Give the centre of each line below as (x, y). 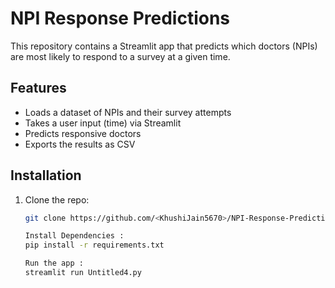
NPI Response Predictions (120, 18)
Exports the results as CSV (80, 144)
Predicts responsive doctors (83, 133)
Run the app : (54, 263)
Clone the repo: (57, 199)
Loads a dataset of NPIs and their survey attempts (128, 112)
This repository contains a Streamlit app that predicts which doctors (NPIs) (164, 46)
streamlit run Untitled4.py (83, 273)
